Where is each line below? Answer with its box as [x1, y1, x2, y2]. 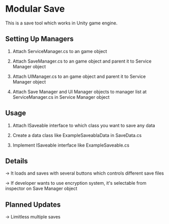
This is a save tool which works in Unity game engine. [5, 20, 118, 26]
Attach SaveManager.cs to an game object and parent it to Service [12, 58, 152, 64]
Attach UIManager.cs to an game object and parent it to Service [12, 73, 146, 79]
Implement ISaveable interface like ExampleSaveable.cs [12, 142, 129, 148]
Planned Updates [5, 200, 61, 209]
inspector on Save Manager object [5, 185, 78, 191]
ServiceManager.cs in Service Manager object [12, 94, 110, 100]
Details [5, 156, 28, 165]
